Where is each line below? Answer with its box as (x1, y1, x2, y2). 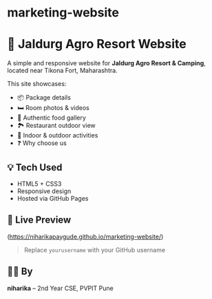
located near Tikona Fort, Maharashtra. (7, 67, 118, 75)
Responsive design (17, 187, 72, 195)
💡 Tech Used (7, 162, 63, 173)
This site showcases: (7, 80, 67, 88)
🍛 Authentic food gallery (17, 113, 86, 122)
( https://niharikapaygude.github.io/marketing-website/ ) (7, 232, 164, 241)
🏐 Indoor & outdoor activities (17, 131, 98, 140)
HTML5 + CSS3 (17, 179, 62, 188)
